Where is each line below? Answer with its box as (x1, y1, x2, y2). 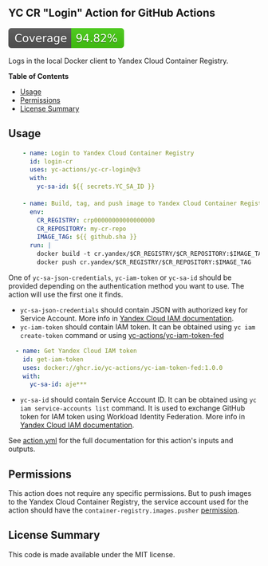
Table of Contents (8, 71, 69, 81)
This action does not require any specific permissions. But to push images (8, 489, 252, 498)
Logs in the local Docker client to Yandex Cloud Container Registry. (8, 56, 229, 65)
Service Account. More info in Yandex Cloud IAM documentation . (19, 313, 235, 323)
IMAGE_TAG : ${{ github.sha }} (37, 233, 137, 242)
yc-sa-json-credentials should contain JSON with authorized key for (19, 305, 248, 314)
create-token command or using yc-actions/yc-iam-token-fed (19, 330, 225, 340)
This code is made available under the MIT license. (8, 549, 175, 559)
